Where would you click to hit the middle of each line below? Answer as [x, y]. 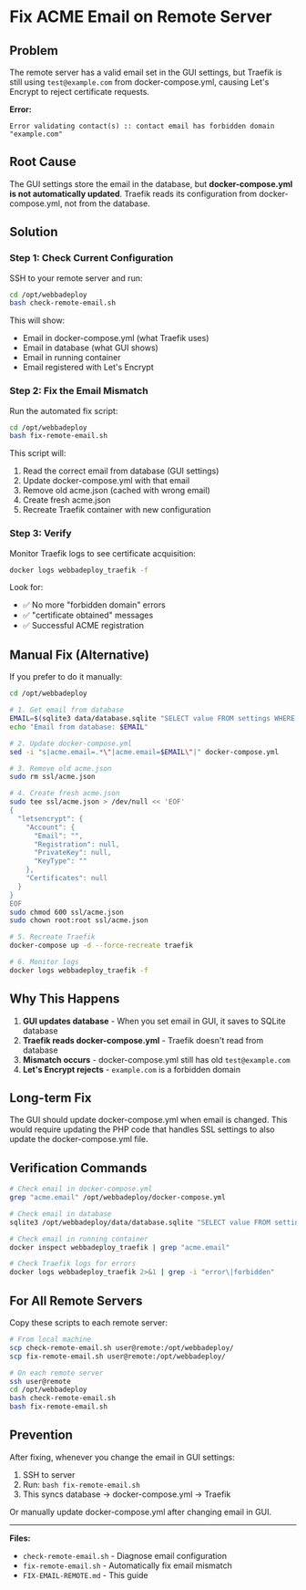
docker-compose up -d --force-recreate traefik [102, 946]
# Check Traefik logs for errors [73, 1264]
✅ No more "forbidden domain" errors [94, 605]
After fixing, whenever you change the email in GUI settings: [122, 1457]
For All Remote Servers [76, 1300]
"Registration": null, [76, 844]
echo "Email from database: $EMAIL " [79, 727]
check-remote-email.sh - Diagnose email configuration [125, 1555]
